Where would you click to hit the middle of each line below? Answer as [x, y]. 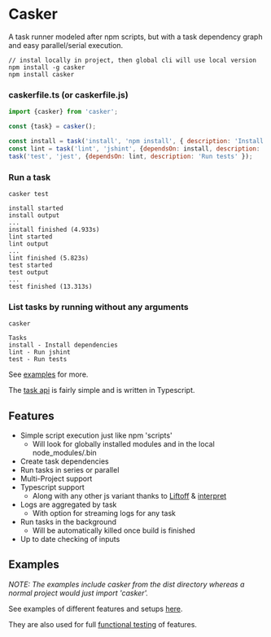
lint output [28, 244]
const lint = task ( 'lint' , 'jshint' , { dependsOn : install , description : [134, 148]
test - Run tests [38, 360]
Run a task [30, 177]
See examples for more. [48, 374]
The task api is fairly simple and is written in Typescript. [102, 390]
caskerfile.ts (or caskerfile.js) [68, 94]
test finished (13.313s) [50, 286]
